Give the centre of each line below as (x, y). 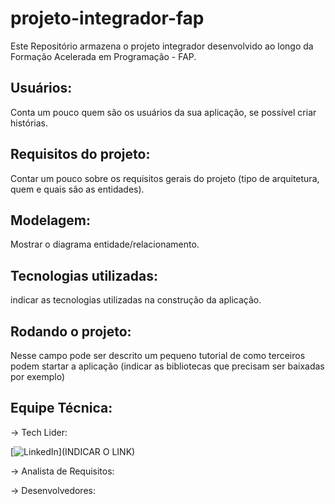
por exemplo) (38, 376)
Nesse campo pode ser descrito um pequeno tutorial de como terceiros (158, 355)
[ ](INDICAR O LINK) (73, 451)
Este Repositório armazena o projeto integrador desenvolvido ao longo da (162, 46)
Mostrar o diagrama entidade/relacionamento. (105, 244)
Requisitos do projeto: (80, 154)
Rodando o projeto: (71, 331)
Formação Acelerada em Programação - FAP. (103, 56)
